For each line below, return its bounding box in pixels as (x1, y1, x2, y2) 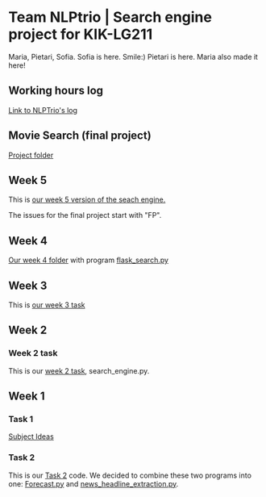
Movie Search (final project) (8, 129, 152, 143)
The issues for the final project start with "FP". (8, 211, 162, 220)
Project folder (8, 150, 54, 160)
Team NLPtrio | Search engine (8, 8, 212, 27)
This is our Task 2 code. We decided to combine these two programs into (8, 470, 252, 480)
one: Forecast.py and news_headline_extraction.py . (8, 478, 179, 488)
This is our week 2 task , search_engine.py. (8, 365, 150, 375)
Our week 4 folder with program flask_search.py (8, 255, 169, 265)
